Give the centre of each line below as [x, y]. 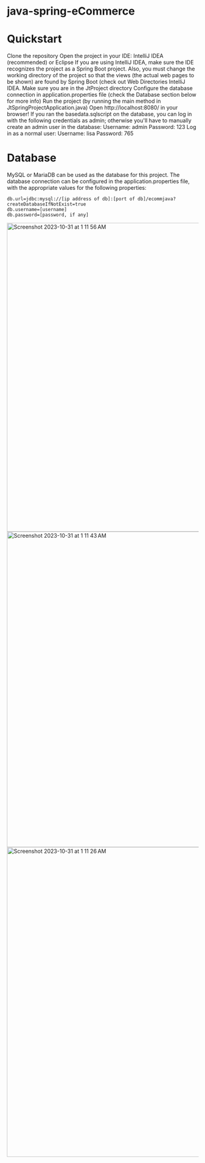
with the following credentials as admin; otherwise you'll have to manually [99, 120]
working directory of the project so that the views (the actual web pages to [100, 75]
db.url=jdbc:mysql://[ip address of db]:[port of [71, 199]
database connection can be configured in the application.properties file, [99, 181]
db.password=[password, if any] [48, 215]
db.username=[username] [37, 210]
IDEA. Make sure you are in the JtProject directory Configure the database [100, 88]
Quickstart [35, 39]
